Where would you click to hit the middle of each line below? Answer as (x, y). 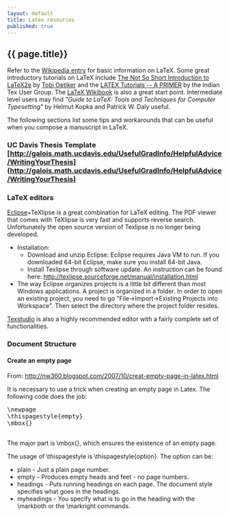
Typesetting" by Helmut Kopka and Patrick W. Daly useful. (89, 107)
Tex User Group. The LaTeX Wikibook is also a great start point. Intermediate (115, 92)
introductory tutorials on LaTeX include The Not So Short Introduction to (108, 78)
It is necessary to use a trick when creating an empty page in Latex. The (109, 389)
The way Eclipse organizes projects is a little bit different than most (111, 284)
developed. (23, 234)
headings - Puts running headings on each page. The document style (115, 484)
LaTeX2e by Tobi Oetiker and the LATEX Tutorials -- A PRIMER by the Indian (113, 85)
